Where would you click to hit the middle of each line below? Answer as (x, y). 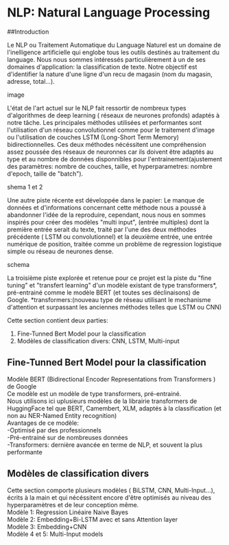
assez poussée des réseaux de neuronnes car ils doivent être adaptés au (110, 152)
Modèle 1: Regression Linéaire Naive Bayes (68, 512)
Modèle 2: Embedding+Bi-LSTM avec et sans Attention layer (93, 519)
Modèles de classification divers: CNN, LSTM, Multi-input (98, 340)
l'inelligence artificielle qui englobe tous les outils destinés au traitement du (113, 52)
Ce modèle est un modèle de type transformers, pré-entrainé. (94, 393)
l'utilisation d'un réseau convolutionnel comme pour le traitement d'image (111, 130)
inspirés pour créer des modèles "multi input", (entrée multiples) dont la (108, 222)
